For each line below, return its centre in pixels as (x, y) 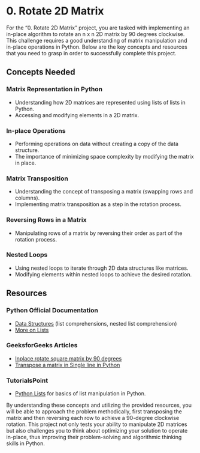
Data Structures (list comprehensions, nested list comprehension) (96, 323)
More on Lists (32, 330)
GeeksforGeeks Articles (42, 345)
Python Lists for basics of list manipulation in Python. (80, 394)
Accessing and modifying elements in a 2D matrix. (77, 115)
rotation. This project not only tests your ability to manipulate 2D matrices (97, 424)
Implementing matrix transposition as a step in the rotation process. (98, 204)
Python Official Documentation (52, 311)
